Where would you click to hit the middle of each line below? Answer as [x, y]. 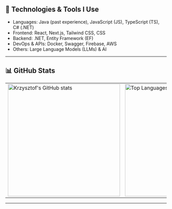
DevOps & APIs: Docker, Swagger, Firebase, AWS [64, 44]
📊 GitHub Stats [30, 71]
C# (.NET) [23, 27]
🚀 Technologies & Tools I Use [52, 9]
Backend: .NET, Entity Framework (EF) [53, 38]
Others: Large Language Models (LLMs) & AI [59, 49]
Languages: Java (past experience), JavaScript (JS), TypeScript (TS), [86, 22]
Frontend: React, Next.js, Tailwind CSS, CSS [59, 33]
